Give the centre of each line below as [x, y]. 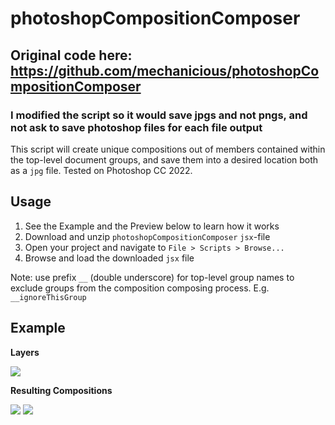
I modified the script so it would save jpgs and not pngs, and [159, 115]
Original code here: [71, 55]
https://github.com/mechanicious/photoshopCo [165, 70]
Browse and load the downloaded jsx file [109, 258]
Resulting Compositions [61, 390]
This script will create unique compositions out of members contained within [168, 149]
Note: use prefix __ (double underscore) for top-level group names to [152, 277]
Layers [25, 352]
